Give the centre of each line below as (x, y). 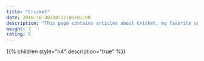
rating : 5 (19, 34)
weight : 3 (19, 29)
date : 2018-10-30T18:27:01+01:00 (49, 18)
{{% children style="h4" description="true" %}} (66, 51)
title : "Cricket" (28, 12)
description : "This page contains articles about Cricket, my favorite (99, 23)
